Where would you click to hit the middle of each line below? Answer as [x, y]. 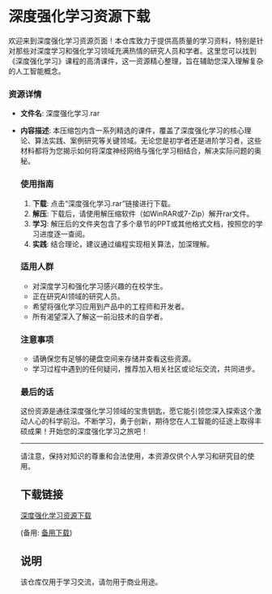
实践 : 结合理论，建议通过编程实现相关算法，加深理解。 [123, 243]
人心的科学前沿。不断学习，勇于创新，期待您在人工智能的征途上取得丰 [144, 421]
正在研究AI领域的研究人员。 [79, 296]
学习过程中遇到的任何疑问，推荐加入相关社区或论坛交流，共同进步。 [146, 369]
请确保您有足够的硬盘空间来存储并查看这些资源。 [114, 359]
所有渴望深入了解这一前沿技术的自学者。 [100, 316]
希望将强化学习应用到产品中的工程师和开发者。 [110, 306]
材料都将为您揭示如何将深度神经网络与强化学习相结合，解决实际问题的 [137, 151]
